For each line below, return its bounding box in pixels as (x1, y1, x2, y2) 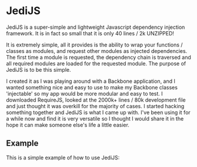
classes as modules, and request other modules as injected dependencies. (6, 47, 188, 54)
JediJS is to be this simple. (6, 66, 71, 73)
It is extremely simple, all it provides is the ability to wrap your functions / (6, 41, 183, 48)
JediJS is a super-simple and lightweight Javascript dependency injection (6, 24, 185, 31)
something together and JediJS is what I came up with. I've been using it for (6, 109, 191, 116)
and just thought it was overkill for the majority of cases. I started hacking (6, 102, 185, 109)
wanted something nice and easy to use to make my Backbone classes (6, 83, 178, 91)
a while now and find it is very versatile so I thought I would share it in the (6, 115, 184, 122)
